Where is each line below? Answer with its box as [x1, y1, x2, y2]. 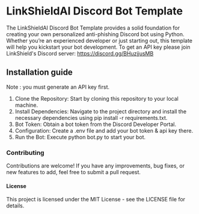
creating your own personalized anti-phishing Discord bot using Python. [6, 30, 185, 37]
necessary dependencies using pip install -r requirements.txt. [14, 114, 168, 121]
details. [6, 202, 25, 209]
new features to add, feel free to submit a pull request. [6, 169, 141, 176]
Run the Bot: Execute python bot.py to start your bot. [14, 133, 146, 140]
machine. [14, 101, 38, 109]
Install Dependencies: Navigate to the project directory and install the [14, 107, 187, 115]
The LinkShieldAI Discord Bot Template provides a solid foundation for [6, 24, 180, 31]
